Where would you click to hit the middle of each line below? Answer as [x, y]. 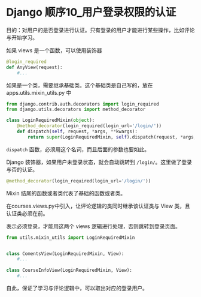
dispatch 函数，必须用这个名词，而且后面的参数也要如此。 [78, 149]
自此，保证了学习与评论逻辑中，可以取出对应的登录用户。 [77, 288]
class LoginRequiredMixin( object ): [51, 121]
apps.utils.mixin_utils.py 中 [39, 92]
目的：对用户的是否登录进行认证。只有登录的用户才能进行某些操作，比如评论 [100, 30]
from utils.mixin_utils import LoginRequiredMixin [71, 238]
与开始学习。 [22, 37]
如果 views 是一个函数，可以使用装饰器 [54, 50]
